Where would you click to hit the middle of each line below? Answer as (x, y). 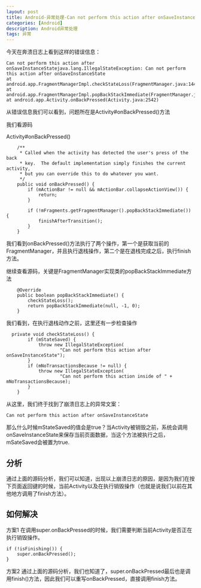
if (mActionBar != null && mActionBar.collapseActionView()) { (108, 190)
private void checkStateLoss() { (53, 334)
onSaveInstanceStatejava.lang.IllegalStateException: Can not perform (96, 69)
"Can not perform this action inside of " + (116, 376)
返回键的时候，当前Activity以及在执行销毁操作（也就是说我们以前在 (104, 486)
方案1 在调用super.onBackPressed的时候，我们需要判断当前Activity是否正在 (99, 530)
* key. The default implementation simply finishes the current (103, 163)
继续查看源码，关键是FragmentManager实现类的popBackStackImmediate (96, 271)
